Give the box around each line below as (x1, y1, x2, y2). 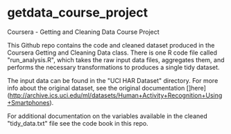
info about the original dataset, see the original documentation (7, 84, 185, 92)
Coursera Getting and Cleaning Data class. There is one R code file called (7, 48, 217, 57)
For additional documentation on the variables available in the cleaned (7, 112, 208, 120)
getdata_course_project (7, 5, 148, 21)
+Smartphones (7, 98, 50, 106)
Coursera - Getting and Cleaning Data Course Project (7, 28, 160, 36)
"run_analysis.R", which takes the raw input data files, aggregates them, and (7, 55, 225, 64)
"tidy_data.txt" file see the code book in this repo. (7, 119, 148, 127)
